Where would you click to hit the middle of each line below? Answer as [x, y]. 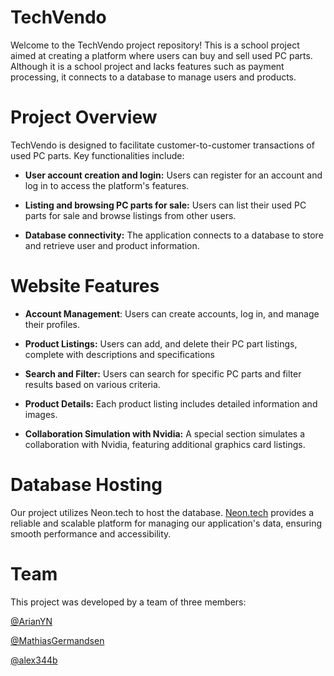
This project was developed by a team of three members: [128, 602]
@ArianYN [31, 621]
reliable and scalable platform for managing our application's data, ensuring [166, 523]
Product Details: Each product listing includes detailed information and [171, 403]
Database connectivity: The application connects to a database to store [174, 235]
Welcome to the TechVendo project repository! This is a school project [155, 45]
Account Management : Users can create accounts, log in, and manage [172, 313]
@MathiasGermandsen [57, 640]
